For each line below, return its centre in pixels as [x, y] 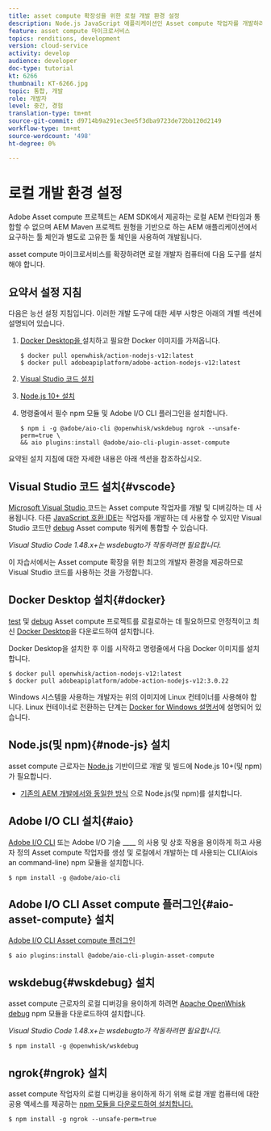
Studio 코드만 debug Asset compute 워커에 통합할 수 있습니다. [108, 528]
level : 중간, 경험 [36, 106]
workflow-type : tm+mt [45, 128]
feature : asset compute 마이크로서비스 [69, 31]
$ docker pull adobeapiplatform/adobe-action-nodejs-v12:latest [130, 363]
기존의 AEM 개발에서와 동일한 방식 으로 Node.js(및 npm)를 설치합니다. [131, 793]
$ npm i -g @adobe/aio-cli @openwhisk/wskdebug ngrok [112, 429]
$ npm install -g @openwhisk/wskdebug [73, 1046]
